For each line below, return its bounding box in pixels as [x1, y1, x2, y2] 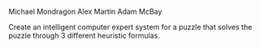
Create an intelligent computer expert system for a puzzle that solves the [8, 22, 253, 31]
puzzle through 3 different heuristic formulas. [8, 31, 160, 40]
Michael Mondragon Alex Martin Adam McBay [8, 7, 162, 16]
